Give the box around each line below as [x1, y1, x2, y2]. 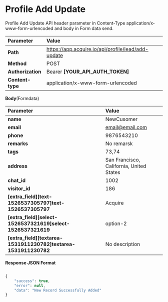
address [7, 162, 28, 169]
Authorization [7, 68, 41, 75]
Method [7, 60, 27, 67]
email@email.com [105, 123, 147, 130]
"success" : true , [14, 278, 50, 283]
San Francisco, [105, 156, 140, 163]
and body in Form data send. [54, 25, 114, 31]
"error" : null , [14, 283, 46, 288]
